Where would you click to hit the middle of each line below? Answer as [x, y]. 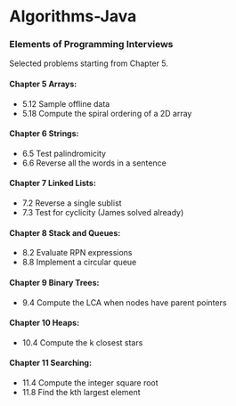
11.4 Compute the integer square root [90, 382]
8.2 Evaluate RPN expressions [77, 253]
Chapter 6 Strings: [44, 134]
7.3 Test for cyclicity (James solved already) [103, 213]
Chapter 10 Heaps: [45, 323]
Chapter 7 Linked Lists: [53, 183]
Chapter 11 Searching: [50, 363]
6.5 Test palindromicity [64, 153]
